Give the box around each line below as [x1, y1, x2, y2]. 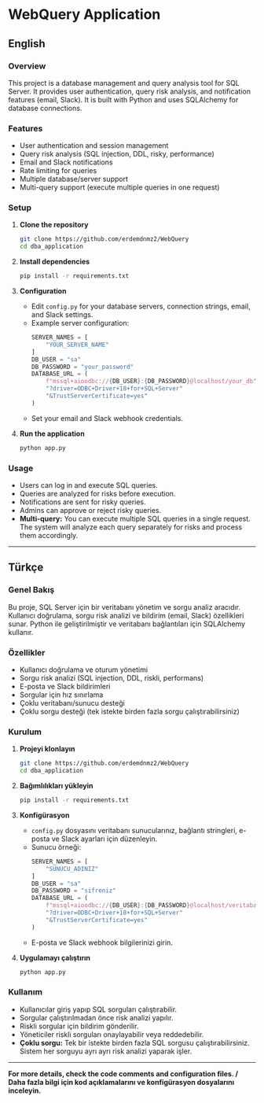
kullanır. [8, 627, 34, 636]
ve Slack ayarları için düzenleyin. [51, 834, 158, 843]
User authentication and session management [19, 141, 169, 150]
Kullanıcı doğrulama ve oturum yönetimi [19, 665, 148, 674]
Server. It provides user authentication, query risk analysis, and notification [8, 87, 251, 96]
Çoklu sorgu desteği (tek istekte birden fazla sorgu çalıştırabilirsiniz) [19, 706, 240, 716]
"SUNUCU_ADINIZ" [46, 865, 99, 872]
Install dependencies [19, 257, 90, 267]
